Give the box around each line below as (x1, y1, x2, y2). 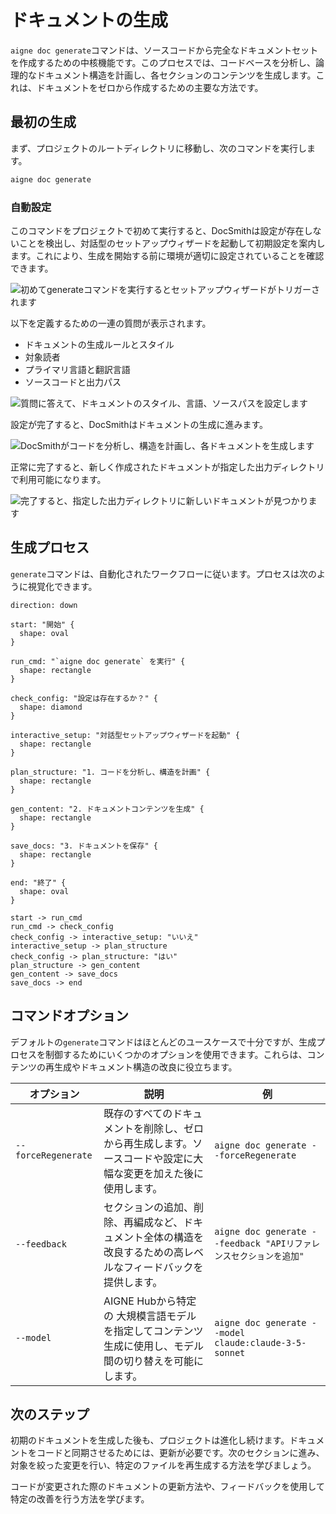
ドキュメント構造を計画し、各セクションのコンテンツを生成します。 (36, 69, 317, 81)
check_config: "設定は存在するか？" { (10, 693, 158, 703)
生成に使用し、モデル (103, 1339, 204, 1353)
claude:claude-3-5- (214, 1337, 307, 1348)
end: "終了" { (10, 877, 67, 888)
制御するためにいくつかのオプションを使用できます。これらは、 (44, 1048, 308, 1060)
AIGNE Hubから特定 (103, 1294, 197, 1308)
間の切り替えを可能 (103, 1354, 194, 1368)
